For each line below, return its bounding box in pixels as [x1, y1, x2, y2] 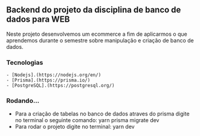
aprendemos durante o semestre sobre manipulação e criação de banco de [6, 36, 195, 44]
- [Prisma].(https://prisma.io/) [6, 77, 91, 83]
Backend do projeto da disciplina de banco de [6, 5, 181, 15]
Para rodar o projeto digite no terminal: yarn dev [15, 123, 135, 131]
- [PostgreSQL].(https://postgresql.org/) [6, 83, 115, 89]
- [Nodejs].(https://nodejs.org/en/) [6, 72, 102, 78]
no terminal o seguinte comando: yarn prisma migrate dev [15, 117, 160, 124]
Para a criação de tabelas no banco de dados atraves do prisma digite [15, 110, 190, 117]
